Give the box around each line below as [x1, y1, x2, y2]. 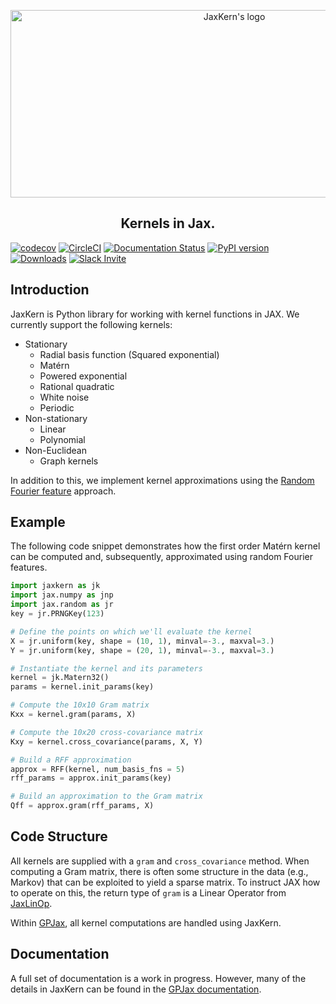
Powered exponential [39, 370, 128, 382]
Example [10, 514, 66, 531]
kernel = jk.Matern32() [10, 673, 110, 683]
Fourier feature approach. [10, 485, 117, 497]
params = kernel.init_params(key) [10, 682, 155, 692]
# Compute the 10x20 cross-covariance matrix [10, 727, 203, 737]
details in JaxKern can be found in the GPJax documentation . [10, 983, 262, 995]
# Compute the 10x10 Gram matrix [10, 700, 150, 710]
